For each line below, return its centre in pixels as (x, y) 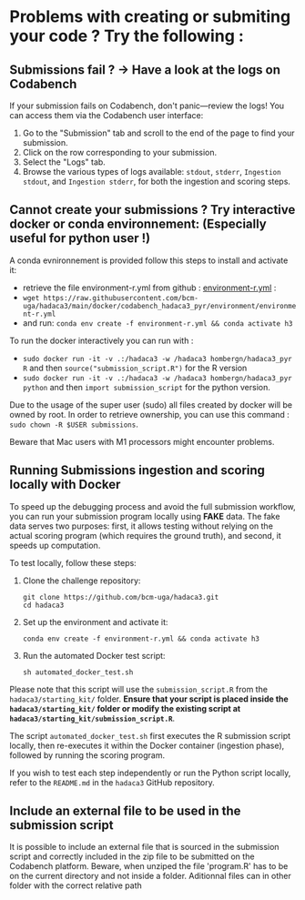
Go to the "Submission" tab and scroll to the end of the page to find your (158, 133)
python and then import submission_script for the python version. (146, 387)
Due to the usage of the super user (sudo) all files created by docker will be (151, 404)
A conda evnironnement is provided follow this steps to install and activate (149, 260)
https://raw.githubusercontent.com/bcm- (121, 298)
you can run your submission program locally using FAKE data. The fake (145, 516)
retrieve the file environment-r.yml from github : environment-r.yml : (149, 288)
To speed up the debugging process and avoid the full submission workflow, (152, 506)
